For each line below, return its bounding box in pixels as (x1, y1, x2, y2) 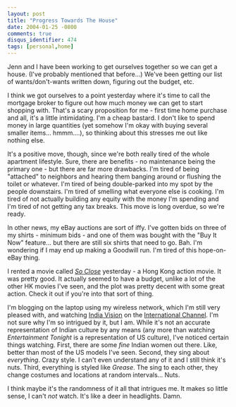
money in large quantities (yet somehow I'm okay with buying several (7, 121, 208, 129)
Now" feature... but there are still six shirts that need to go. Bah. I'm (7, 238, 203, 247)
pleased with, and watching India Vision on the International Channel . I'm (7, 311, 219, 319)
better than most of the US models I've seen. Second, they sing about (7, 348, 210, 356)
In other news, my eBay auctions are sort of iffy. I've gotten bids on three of (7, 224, 227, 231)
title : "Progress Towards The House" (7, 17, 118, 24)
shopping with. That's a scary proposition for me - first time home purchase (7, 107, 228, 114)
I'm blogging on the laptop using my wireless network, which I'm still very (7, 303, 221, 311)
